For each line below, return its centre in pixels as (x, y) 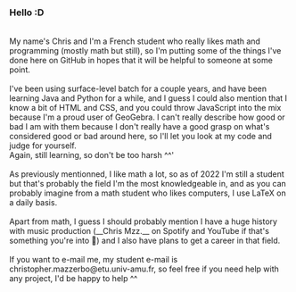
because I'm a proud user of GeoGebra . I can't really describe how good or (147, 117)
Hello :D (27, 13)
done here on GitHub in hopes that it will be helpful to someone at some (141, 61)
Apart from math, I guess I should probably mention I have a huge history (144, 221)
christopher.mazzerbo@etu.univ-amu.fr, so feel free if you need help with (144, 269)
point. (20, 70)
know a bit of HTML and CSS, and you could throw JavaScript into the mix (145, 108)
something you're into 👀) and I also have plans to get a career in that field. (145, 241)
